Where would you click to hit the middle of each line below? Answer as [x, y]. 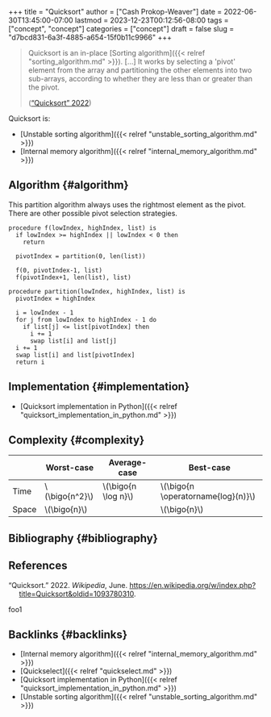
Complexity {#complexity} [77, 440]
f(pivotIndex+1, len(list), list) [73, 277]
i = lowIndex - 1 [45, 313]
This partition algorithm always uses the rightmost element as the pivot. [127, 204]
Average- [128, 463]
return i [30, 362]
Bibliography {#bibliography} [83, 538]
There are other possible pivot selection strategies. [93, 213]
